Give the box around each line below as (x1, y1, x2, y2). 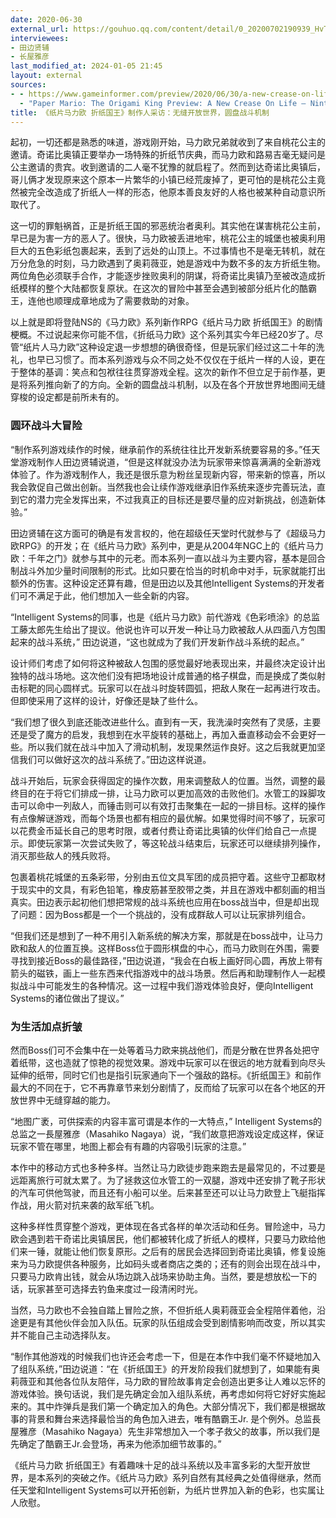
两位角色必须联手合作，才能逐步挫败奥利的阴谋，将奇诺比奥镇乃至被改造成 (10, 270, 317, 282)
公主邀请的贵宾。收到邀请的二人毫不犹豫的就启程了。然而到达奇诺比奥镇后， (10, 161, 326, 173)
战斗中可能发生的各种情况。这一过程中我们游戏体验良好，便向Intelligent (18, 979, 314, 991)
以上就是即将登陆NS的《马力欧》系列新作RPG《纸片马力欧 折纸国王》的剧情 (10, 316, 323, 328)
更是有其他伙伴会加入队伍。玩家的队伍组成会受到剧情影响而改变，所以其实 (18, 1316, 326, 1328)
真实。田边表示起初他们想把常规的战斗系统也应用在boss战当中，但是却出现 (10, 896, 320, 908)
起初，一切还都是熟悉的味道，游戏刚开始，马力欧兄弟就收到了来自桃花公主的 (10, 136, 326, 148)
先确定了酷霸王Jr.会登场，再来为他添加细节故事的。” (10, 1437, 222, 1450)
